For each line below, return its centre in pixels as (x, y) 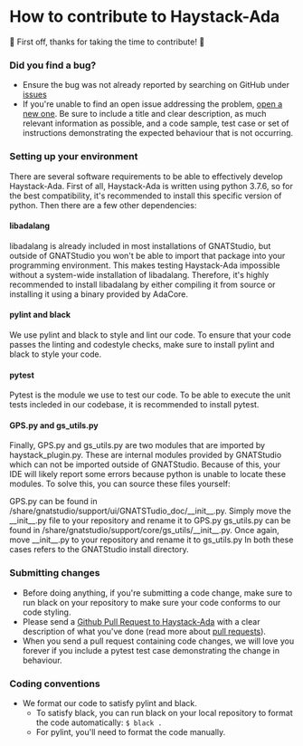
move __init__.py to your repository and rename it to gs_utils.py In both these (151, 540)
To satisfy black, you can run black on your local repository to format (164, 713)
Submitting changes (55, 573)
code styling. (47, 612)
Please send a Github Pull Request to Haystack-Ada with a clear (141, 621)
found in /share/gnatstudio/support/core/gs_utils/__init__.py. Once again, (145, 531)
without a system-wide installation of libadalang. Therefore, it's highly (139, 274)
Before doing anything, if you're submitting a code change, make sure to (157, 593)
